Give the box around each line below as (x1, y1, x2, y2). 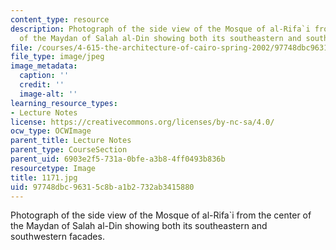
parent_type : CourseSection (10, 145, 128, 155)
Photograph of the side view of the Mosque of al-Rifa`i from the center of (10, 209, 312, 221)
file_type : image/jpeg (10, 52, 105, 62)
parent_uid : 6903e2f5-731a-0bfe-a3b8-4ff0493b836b (10, 154, 226, 164)
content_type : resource (10, 14, 110, 25)
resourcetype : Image (10, 163, 97, 173)
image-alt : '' (19, 89, 78, 99)
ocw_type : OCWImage (10, 126, 92, 136)
